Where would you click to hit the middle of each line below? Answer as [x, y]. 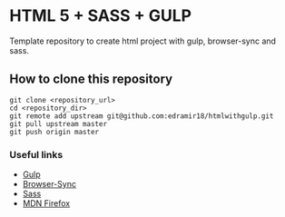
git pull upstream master [58, 123]
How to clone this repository [91, 79]
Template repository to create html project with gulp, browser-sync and [143, 41]
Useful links [36, 154]
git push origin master [54, 132]
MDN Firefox [46, 203]
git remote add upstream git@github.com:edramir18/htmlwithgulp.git [142, 116]
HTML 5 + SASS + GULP [101, 16]
